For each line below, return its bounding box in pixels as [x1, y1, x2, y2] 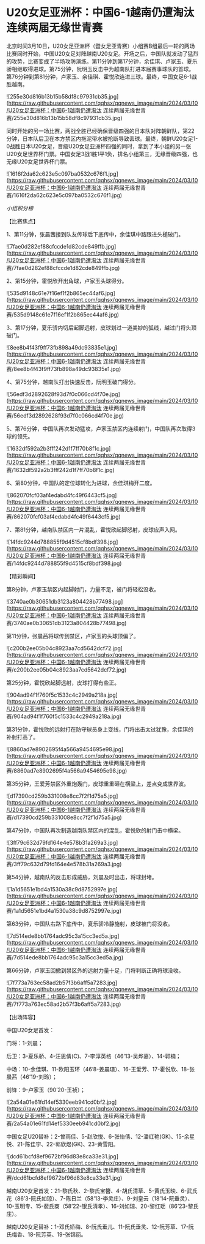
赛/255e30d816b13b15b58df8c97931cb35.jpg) [6, 114, 123, 121]
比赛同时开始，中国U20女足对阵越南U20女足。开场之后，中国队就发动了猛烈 [6, 50, 199, 57]
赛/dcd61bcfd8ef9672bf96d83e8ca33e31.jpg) [6, 1174, 123, 1182]
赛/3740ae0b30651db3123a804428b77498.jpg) [6, 619, 127, 626]
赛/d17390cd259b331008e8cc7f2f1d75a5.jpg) [6, 814, 122, 821]
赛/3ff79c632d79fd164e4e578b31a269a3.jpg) [6, 860, 122, 867]
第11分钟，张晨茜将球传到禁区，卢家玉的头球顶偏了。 [6, 632, 139, 640]
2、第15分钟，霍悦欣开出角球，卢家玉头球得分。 [6, 277, 128, 285]
